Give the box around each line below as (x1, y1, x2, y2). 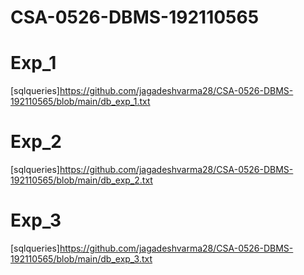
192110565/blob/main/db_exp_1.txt (10, 96, 151, 108)
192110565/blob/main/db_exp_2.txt (10, 174, 153, 186)
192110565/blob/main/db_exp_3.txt (10, 253, 153, 265)
